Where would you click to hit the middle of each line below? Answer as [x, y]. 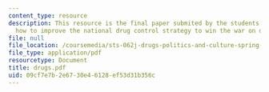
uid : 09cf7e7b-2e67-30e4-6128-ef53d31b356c [82, 75]
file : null [26, 38]
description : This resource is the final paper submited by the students [134, 23]
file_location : [34, 46]
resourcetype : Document [48, 61]
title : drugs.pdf [37, 68]
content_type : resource [48, 16]
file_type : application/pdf [55, 53]
